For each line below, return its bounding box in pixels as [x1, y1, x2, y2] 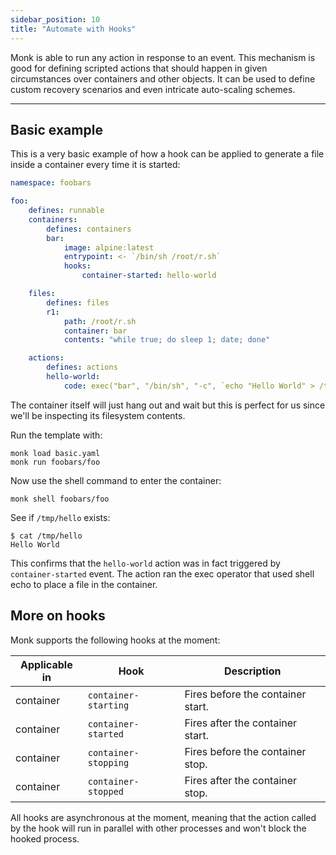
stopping [87, 757, 130, 768]
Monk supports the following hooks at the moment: [10, 634, 221, 646]
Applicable [20, 657, 73, 671]
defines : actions [46, 362, 118, 373]
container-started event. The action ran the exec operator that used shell [10, 567, 315, 580]
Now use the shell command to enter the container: [10, 474, 222, 486]
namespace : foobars [10, 178, 92, 188]
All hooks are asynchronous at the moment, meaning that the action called [10, 811, 317, 823]
